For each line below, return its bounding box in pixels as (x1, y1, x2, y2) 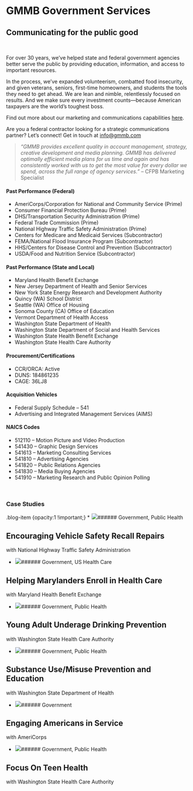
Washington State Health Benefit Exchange (14, 332, 119, 340)
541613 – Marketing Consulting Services (14, 449, 112, 456)
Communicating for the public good (6, 27, 139, 37)
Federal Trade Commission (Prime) (14, 219, 99, 226)
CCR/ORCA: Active (14, 365, 60, 372)
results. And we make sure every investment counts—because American (6, 97, 181, 104)
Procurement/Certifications (6, 352, 75, 359)
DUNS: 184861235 (14, 372, 59, 379)
